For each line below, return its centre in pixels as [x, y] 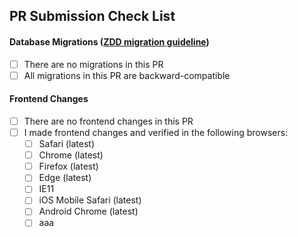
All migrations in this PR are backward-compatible [127, 75]
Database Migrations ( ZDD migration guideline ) [109, 41]
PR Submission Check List [92, 16]
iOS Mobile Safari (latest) [90, 200]
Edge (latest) [65, 178]
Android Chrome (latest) [88, 211]
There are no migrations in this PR [93, 64]
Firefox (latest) [68, 166]
